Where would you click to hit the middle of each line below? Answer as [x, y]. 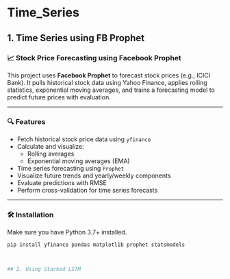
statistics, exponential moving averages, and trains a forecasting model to [111, 90]
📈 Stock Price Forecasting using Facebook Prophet [94, 58]
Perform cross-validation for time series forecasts [87, 191]
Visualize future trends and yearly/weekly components [94, 175]
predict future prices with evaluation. [59, 97]
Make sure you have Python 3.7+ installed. [67, 232]
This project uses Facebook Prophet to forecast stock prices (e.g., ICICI [109, 75]
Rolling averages [51, 154]
